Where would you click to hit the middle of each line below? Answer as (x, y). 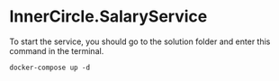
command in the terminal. (57, 50)
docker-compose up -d (50, 67)
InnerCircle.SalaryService (108, 17)
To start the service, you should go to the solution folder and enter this (140, 41)
